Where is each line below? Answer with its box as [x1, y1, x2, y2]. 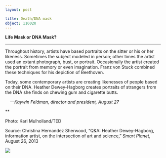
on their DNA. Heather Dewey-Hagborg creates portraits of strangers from [5, 84, 157, 90]
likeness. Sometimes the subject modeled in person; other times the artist [5, 54, 155, 60]
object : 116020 [5, 21, 37, 26]
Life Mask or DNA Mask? [5, 34, 57, 40]
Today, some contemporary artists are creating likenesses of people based [5, 79, 158, 85]
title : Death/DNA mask [5, 16, 52, 21]
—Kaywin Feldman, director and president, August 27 [9, 99, 120, 105]
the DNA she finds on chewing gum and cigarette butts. [5, 89, 119, 95]
